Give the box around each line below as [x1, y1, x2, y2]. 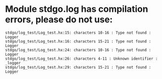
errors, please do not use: [5, 14, 113, 25]
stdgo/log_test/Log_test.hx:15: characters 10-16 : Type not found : [5, 30, 152, 35]
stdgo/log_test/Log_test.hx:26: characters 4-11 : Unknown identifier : [5, 56, 158, 61]
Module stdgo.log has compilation [5, 3, 148, 15]
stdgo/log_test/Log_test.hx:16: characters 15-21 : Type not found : [5, 39, 152, 44]
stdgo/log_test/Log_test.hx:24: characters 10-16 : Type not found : [5, 47, 152, 52]
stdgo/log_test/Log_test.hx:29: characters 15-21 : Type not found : [5, 65, 152, 70]
